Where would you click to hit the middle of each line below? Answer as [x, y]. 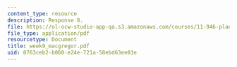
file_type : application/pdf [49, 33]
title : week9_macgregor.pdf [49, 46]
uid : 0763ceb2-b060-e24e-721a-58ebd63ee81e [72, 53]
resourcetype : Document [42, 40]
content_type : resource [42, 14]
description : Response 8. [45, 20]
